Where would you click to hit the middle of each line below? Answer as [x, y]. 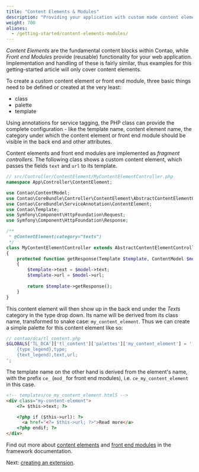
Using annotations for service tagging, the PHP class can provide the [90, 123]
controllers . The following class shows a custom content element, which [94, 160]
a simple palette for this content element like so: [65, 327]
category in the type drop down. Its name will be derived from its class [92, 315]
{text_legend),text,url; [47, 355]
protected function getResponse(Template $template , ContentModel [100, 259]
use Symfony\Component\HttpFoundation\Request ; [66, 215]
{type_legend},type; [42, 350]
